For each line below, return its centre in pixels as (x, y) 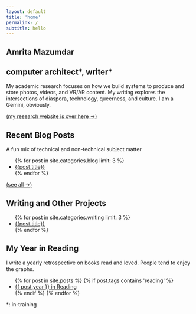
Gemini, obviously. (29, 105)
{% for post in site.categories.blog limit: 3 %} (69, 161)
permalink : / (22, 22)
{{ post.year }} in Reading (45, 286)
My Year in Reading (43, 248)
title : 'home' (24, 17)
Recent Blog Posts (40, 135)
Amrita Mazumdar (40, 52)
